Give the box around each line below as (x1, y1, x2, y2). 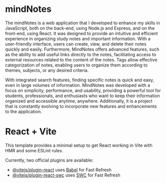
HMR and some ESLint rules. (5, 147, 63, 153)
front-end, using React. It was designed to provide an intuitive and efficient (5, 30, 158, 36)
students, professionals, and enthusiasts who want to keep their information (5, 93, 160, 99)
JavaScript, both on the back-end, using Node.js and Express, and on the (5, 25, 155, 31)
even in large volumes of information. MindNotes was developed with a (5, 82, 150, 88)
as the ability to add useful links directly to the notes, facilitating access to (5, 51, 157, 58)
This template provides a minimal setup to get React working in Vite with (5, 142, 153, 148)
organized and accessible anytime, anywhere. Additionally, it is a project (5, 98, 153, 104)
